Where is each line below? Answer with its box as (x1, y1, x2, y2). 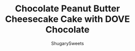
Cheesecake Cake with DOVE (5, 13, 130, 25)
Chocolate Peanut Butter (15, 3, 120, 14)
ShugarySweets (51, 40, 84, 46)
